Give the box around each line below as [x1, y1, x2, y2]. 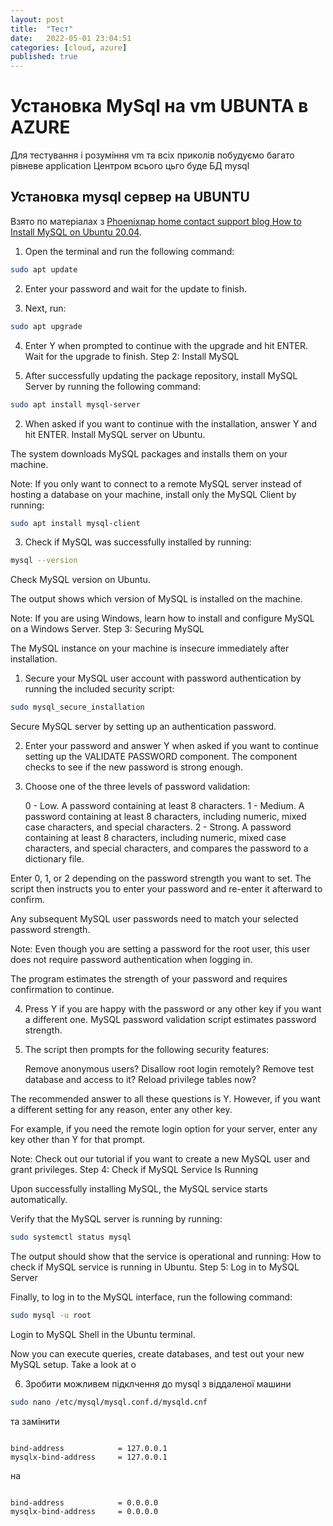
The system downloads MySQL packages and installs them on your [10, 447, 288, 460]
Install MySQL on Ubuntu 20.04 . [10, 226, 142, 238]
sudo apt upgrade [10, 321, 83, 331]
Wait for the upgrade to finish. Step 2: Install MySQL [24, 350, 240, 362]
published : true [10, 52, 78, 62]
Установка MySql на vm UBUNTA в [10, 95, 309, 118]
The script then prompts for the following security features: [24, 1044, 270, 1056]
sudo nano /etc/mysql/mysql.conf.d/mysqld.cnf [10, 1397, 208, 1407]
